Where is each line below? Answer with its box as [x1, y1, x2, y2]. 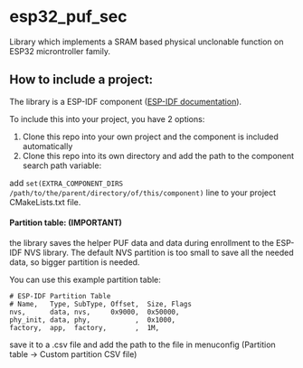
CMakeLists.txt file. [9, 196, 81, 207]
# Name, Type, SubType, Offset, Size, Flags [9, 299, 193, 308]
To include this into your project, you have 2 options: [9, 113, 205, 124]
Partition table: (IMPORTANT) [9, 217, 122, 228]
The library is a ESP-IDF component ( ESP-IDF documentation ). [9, 96, 242, 107]
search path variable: [22, 160, 102, 171]
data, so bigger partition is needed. [9, 256, 140, 268]
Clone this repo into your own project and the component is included [22, 131, 279, 142]
